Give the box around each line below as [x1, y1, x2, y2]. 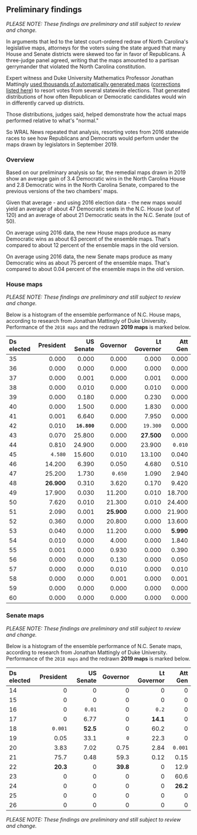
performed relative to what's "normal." [6, 117, 99, 124]
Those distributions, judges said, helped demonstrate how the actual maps [6, 111, 186, 118]
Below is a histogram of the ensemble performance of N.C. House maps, [6, 311, 182, 318]
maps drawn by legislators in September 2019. [6, 141, 118, 148]
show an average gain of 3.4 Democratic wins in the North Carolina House [6, 175, 186, 182]
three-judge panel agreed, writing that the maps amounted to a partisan [6, 56, 179, 64]
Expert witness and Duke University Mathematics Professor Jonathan [6, 74, 174, 81]
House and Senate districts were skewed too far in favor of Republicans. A [6, 50, 186, 58]
